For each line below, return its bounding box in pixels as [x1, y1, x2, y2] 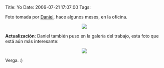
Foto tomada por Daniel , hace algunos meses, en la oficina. [5, 14, 128, 19]
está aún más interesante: [5, 38, 59, 44]
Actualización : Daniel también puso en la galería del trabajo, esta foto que [5, 33, 159, 39]
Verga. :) [5, 57, 23, 63]
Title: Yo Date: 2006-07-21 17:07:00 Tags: [5, 4, 91, 10]
